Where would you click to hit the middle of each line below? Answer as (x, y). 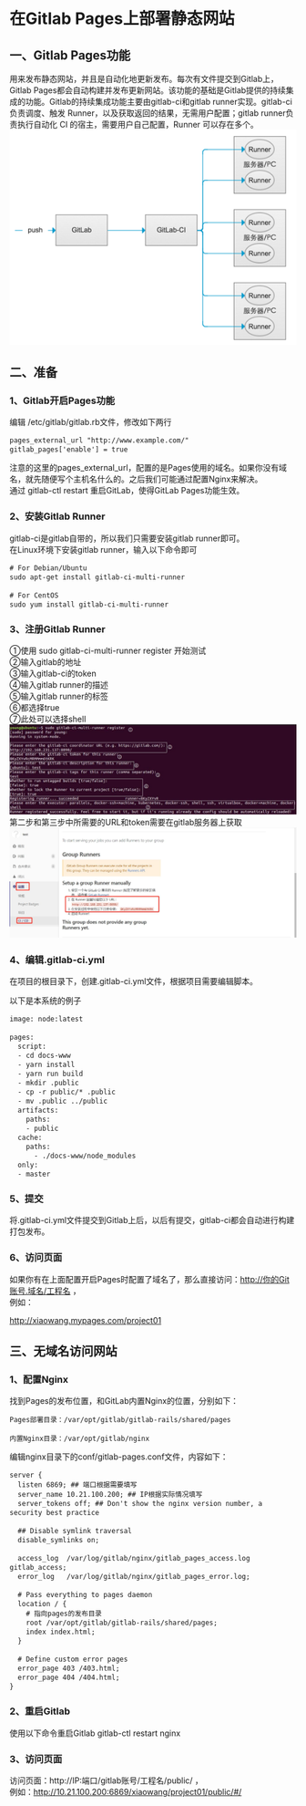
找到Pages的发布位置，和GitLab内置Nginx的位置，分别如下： (124, 1401)
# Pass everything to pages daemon (85, 1595)
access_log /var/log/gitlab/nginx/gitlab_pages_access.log (134, 1559)
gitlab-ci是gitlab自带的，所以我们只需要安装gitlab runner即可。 (127, 538)
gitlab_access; (38, 1568)
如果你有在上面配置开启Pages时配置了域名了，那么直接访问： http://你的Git (149, 1279)
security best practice (55, 1513)
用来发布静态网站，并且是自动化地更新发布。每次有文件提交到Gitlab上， (144, 79)
